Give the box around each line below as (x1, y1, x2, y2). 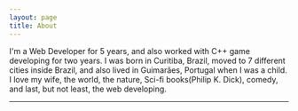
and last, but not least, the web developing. (9, 83, 167, 94)
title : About (9, 21, 58, 30)
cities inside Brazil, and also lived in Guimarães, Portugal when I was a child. (9, 64, 288, 75)
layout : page (9, 12, 58, 22)
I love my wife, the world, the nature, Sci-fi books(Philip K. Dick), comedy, (9, 74, 278, 84)
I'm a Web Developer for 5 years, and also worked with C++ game (9, 45, 251, 56)
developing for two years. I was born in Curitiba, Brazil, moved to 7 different (9, 55, 286, 66)
